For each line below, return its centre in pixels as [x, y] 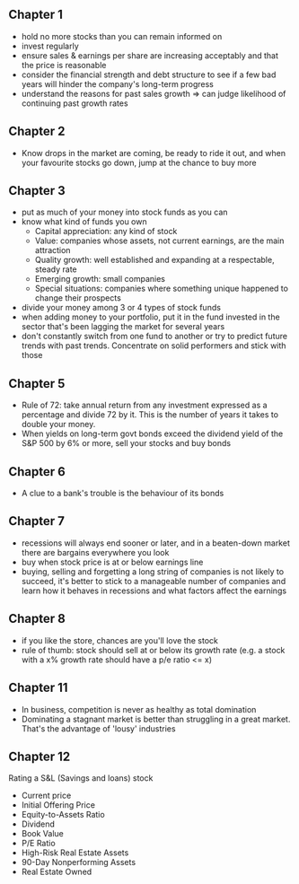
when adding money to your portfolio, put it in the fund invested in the [150, 317]
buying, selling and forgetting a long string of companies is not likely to [153, 571]
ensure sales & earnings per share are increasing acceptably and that [150, 55]
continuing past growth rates [75, 103]
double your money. [58, 424]
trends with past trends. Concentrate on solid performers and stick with [154, 346]
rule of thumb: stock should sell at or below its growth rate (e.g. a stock [153, 650]
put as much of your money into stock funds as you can [124, 212]
